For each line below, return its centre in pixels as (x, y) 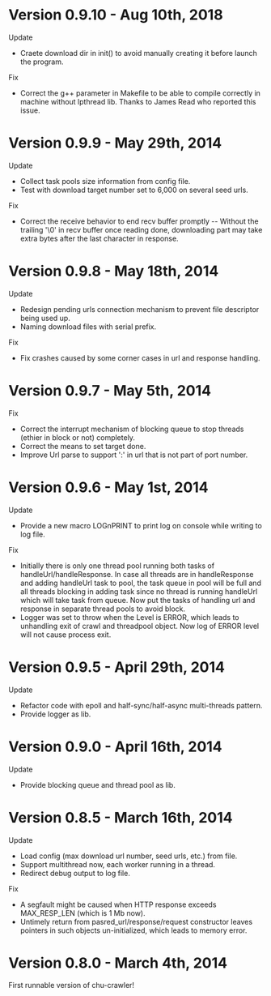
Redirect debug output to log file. (75, 873)
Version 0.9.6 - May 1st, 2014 (108, 487)
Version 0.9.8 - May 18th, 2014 (114, 271)
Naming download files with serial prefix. (88, 327)
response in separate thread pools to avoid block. (103, 609)
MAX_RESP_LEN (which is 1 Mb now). (83, 913)
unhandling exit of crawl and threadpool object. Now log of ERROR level (140, 626)
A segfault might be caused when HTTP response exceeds (118, 904)
